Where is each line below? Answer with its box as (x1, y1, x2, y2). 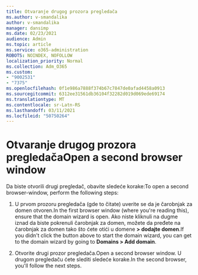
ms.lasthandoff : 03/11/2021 (6, 107, 76, 113)
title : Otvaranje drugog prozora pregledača (6, 8, 118, 15)
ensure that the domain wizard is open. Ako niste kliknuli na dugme (14, 213, 178, 220)
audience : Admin (6, 36, 46, 42)
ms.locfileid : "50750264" (6, 113, 70, 119)
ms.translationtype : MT (6, 96, 65, 102)
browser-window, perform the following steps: (6, 189, 119, 197)
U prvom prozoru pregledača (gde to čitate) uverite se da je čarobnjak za (14, 201, 193, 208)
